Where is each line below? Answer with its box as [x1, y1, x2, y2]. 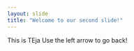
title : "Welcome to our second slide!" [7, 17, 124, 24]
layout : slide [7, 10, 49, 17]
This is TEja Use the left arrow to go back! [7, 36, 128, 44]
